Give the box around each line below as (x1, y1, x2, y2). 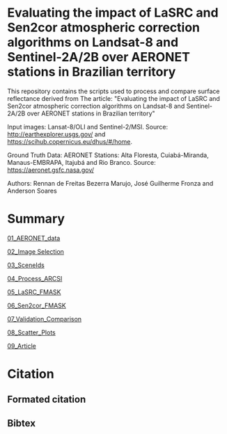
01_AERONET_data (7, 234, 61, 242)
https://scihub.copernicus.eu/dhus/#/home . (7, 137, 133, 145)
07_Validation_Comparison (7, 314, 82, 323)
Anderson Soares (7, 186, 57, 195)
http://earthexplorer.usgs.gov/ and (7, 130, 106, 138)
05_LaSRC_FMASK (7, 287, 61, 296)
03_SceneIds (7, 261, 45, 269)
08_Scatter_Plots (7, 328, 56, 337)
